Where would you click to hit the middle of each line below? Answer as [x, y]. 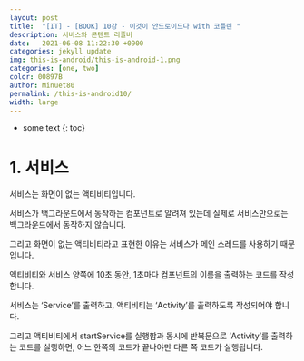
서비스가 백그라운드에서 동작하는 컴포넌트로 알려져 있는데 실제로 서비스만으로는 [149, 213]
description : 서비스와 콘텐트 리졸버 [71, 34]
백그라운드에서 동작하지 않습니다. [68, 225]
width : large [34, 102]
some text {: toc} [54, 128]
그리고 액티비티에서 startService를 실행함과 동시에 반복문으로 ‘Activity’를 [139, 336]
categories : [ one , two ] [54, 69]
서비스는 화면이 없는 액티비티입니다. [73, 194]
